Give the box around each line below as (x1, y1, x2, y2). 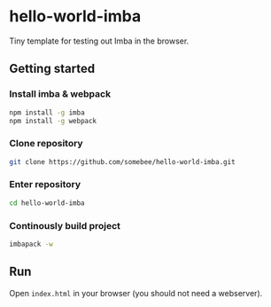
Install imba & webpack (9, 88, 112, 100)
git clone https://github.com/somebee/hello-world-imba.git (9, 157, 236, 166)
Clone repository (9, 138, 83, 150)
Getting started (9, 61, 96, 76)
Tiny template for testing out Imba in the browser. (9, 35, 190, 46)
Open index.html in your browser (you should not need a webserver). (9, 287, 263, 298)
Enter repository (9, 178, 81, 191)
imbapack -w (9, 240, 53, 249)
